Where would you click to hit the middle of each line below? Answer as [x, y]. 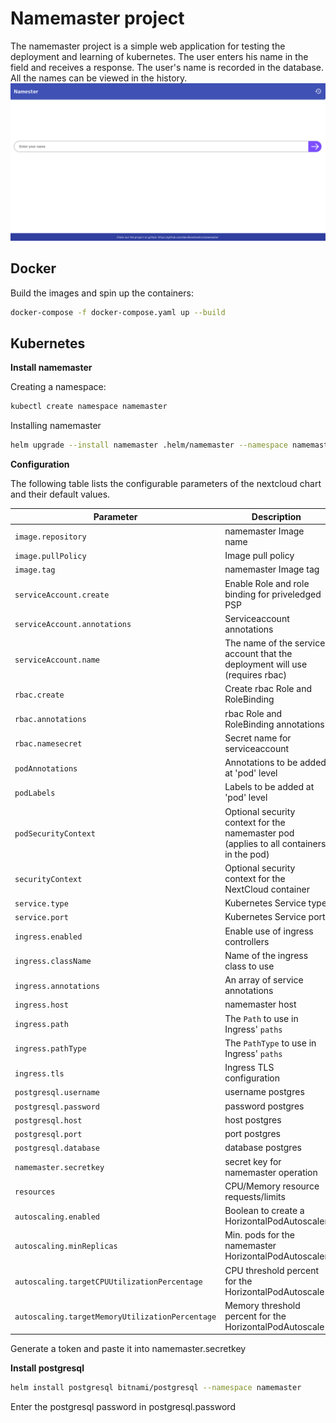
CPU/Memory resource [272, 1186]
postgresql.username [57, 1093]
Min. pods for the [259, 1235]
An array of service [264, 980]
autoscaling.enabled [57, 1217]
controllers [247, 941]
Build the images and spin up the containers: [102, 293]
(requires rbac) [255, 675]
